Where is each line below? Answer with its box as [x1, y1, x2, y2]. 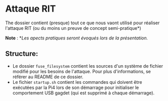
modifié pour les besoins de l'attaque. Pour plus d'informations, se [12, 68, 151, 74]
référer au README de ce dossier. [12, 74, 84, 80]
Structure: [5, 49, 38, 58]
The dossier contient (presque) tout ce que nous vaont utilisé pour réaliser [5, 20, 160, 26]
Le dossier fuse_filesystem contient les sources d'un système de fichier [12, 63, 163, 69]
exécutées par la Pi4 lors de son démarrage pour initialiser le [12, 84, 139, 90]
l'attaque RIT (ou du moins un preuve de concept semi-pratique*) [5, 25, 141, 31]
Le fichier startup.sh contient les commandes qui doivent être [12, 79, 142, 85]
